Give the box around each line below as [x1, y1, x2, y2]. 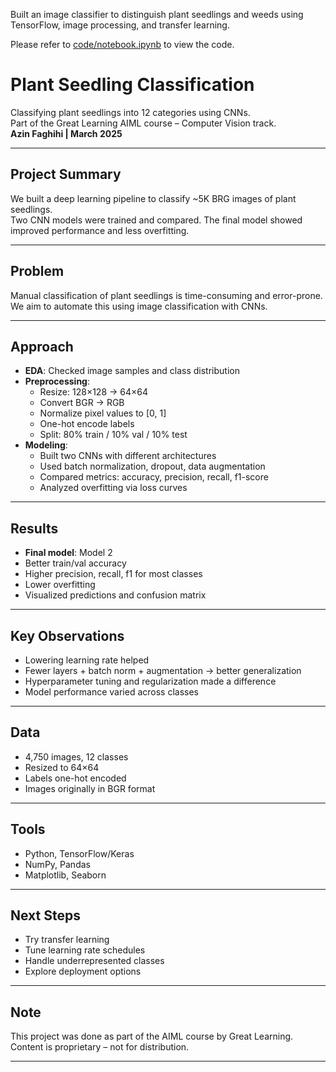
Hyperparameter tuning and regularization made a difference [24, 675, 277, 687]
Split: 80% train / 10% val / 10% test [39, 429, 188, 441]
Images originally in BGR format [24, 782, 156, 794]
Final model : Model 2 [24, 547, 113, 559]
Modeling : [24, 439, 68, 451]
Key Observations [10, 627, 125, 644]
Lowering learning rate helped [24, 654, 150, 666]
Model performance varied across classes [24, 686, 199, 698]
